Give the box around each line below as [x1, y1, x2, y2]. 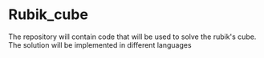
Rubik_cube [8, 6, 88, 24]
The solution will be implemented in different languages [8, 40, 192, 49]
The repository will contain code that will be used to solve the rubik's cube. [8, 32, 257, 41]
